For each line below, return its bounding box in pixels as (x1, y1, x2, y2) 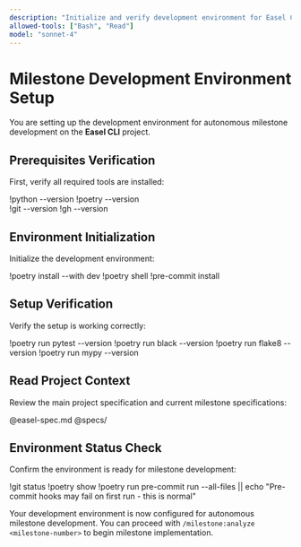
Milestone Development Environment (9, 68, 292, 89)
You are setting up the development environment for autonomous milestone (9, 117, 288, 128)
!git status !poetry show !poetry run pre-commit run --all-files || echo (9, 482, 264, 492)
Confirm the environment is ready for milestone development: (9, 464, 236, 475)
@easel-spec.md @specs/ (9, 414, 107, 425)
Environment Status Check (9, 440, 163, 456)
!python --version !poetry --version (9, 194, 140, 204)
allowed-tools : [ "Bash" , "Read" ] (9, 22, 134, 30)
